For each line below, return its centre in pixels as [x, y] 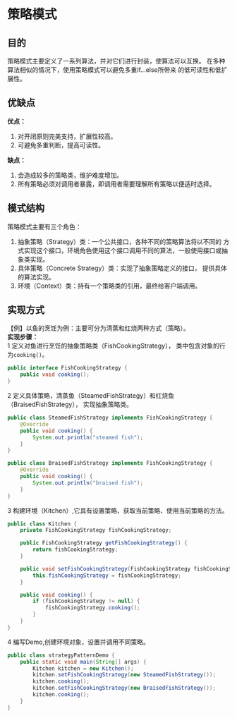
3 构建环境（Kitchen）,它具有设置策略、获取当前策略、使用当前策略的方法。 [118, 510]
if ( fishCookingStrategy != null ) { [86, 601]
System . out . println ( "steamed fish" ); [88, 437]
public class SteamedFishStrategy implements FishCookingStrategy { [110, 418]
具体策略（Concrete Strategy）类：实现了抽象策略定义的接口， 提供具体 [122, 268]
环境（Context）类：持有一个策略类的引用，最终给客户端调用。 [109, 286]
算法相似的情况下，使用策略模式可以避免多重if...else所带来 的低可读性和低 [114, 70]
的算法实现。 [36, 276]
